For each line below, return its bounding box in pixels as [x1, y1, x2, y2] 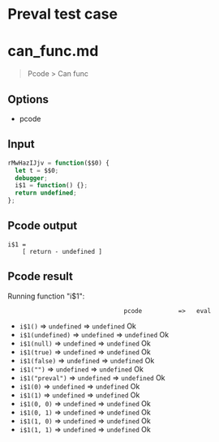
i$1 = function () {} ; [15, 182, 88, 190]
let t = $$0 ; [15, 166, 59, 174]
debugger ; [15, 174, 48, 182]
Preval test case [7, 5, 118, 24]
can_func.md [7, 42, 99, 61]
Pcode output [7, 219, 78, 233]
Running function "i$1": [7, 291, 85, 301]
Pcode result [7, 269, 74, 284]
